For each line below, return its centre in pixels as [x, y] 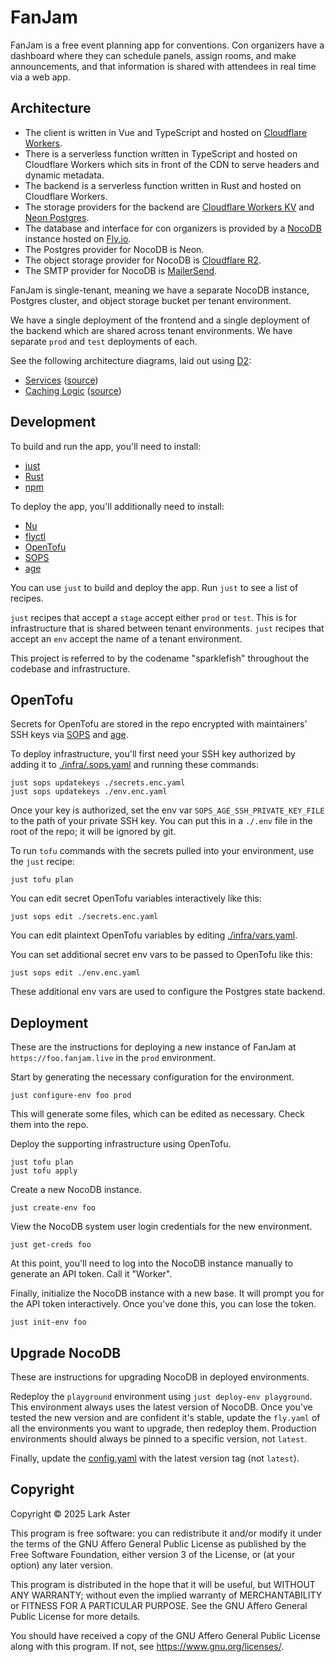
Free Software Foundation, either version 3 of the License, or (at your [153, 1554]
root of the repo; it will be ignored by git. [93, 832]
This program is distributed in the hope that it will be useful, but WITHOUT [163, 1584]
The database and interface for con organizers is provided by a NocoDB [173, 228]
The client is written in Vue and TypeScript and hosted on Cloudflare [166, 132]
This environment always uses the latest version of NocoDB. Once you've [161, 1407]
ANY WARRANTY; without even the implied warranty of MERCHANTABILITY [166, 1595]
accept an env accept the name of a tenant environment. [126, 638]
